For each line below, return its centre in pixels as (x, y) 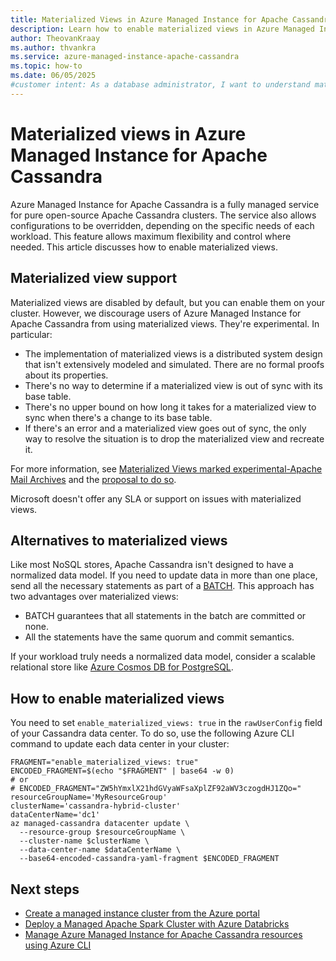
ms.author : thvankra (53, 47)
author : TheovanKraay (55, 38)
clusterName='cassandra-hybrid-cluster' (96, 806)
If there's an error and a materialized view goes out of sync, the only (165, 428)
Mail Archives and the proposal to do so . (93, 479)
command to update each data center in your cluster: (120, 744)
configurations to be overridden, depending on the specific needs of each (162, 225)
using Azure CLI (58, 945)
